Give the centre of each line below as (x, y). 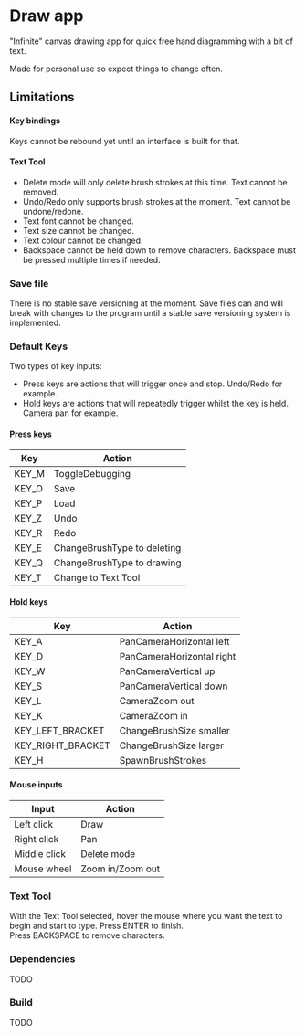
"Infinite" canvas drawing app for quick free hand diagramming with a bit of (152, 41)
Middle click (40, 853)
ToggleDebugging (92, 473)
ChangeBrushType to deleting (117, 547)
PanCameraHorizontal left (174, 641)
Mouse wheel (43, 869)
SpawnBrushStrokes (163, 760)
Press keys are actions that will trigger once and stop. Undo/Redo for (152, 384)
